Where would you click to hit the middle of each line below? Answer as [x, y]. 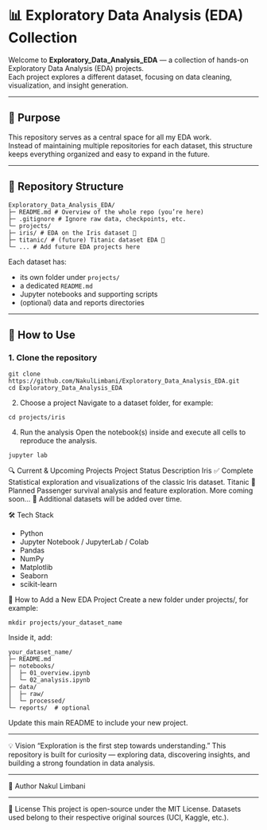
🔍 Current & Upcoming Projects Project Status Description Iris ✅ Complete [131, 470]
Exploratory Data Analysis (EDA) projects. [76, 68]
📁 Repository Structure [66, 187]
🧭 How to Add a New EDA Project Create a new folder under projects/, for [128, 600]
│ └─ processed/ [37, 701]
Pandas [32, 550]
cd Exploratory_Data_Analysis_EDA [66, 388]
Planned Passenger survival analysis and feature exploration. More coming [131, 490]
